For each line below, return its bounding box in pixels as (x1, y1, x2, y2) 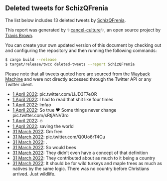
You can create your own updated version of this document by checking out (5, 42, 162, 48)
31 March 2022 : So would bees (12, 144, 76, 150)
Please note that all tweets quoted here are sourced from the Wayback (5, 71, 151, 77)
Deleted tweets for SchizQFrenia (5, 4, 108, 12)
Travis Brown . (5, 32, 33, 38)
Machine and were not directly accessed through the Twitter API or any (5, 76, 152, 82)
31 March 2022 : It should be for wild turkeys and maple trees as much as (12, 160, 162, 166)
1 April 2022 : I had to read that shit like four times (12, 96, 114, 102)
